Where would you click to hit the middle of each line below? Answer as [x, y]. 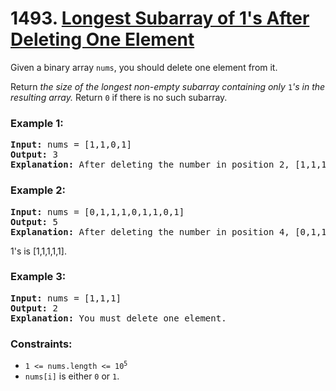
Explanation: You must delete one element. [118, 318]
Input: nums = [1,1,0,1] [71, 145]
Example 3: [38, 277]
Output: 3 [34, 155]
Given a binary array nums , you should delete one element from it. [144, 67]
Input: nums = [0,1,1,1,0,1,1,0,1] [97, 211]
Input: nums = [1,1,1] [66, 298]
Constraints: [41, 344]
